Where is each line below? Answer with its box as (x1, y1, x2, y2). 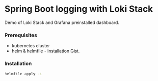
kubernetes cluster (11, 43, 50, 49)
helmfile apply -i (4, 71, 42, 76)
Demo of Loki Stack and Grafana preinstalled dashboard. (4, 20, 120, 25)
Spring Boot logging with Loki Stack (4, 3, 153, 15)
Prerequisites (4, 32, 37, 39)
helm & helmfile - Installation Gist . (11, 48, 80, 54)
